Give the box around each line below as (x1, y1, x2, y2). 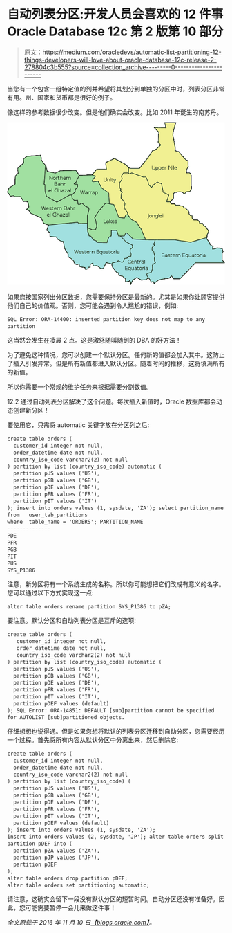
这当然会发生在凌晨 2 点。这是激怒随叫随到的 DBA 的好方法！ (7, 336, 182, 345)
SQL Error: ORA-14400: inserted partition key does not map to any (7, 316, 206, 323)
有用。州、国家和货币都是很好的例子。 (7, 93, 116, 101)
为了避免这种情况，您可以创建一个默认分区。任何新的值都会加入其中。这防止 (7, 351, 225, 359)
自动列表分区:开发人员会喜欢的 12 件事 (7, 6, 224, 22)
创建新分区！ (12, 406, 50, 415)
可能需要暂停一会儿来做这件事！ (25, 904, 116, 912)
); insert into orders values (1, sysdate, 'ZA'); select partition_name (7, 505, 224, 512)
